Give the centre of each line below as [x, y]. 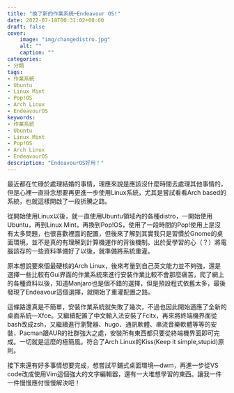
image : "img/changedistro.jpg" [65, 40]
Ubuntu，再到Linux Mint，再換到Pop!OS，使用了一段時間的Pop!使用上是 [111, 225]
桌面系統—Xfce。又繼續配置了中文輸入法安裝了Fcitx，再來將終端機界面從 [112, 316]
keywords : [22, 117]
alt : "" [31, 46]
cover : [17, 33]
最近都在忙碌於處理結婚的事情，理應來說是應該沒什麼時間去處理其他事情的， [117, 184]
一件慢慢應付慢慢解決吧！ [44, 383]
